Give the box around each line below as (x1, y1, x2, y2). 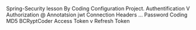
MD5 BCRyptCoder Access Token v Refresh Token (6, 18, 130, 24)
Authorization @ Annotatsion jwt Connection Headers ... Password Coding (6, 11, 188, 18)
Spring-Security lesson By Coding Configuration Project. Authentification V (6, 5, 190, 12)
